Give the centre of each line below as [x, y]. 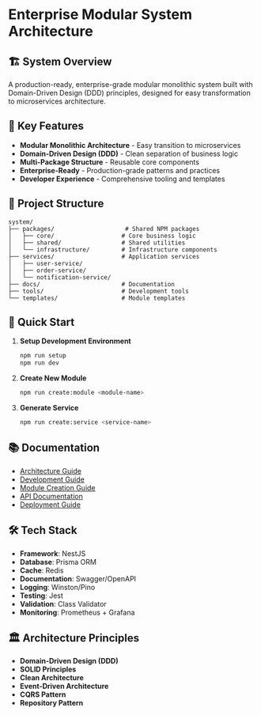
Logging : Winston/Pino [57, 587]
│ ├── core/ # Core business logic [102, 236]
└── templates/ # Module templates [97, 298]
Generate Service [49, 408]
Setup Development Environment [76, 341]
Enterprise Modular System [100, 15]
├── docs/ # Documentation [92, 284]
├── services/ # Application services [104, 256]
